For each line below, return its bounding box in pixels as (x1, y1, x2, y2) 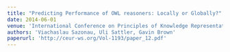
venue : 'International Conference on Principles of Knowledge (7, 22, 188, 29)
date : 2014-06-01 (7, 16, 57, 23)
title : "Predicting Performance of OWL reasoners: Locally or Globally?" (7, 9, 222, 17)
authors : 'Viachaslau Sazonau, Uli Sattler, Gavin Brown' (7, 28, 176, 36)
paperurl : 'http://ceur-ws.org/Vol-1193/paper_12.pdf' (7, 35, 167, 42)
